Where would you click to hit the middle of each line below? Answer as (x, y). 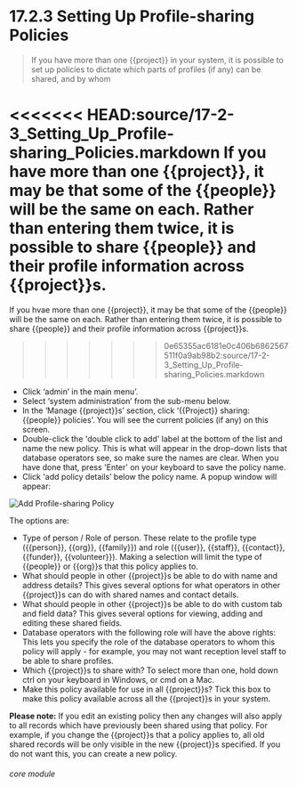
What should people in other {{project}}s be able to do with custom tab (152, 604)
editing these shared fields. (72, 623)
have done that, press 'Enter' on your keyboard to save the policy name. (154, 467)
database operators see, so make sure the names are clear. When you (150, 458)
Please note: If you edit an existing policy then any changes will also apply (146, 716)
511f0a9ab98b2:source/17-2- (217, 355)
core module (32, 774)
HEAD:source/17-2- (161, 115)
